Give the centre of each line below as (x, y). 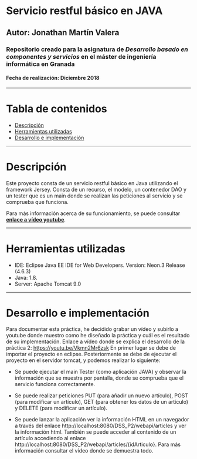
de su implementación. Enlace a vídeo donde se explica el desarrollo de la (96, 341)
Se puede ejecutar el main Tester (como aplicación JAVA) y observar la (100, 372)
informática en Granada (40, 64)
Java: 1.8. (26, 277)
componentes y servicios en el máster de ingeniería (81, 56)
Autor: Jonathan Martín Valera (63, 33)
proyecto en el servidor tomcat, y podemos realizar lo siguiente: (83, 360)
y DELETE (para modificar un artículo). (61, 408)
